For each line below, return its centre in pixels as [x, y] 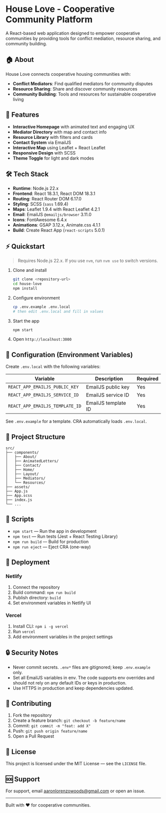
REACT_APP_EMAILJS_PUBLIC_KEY [44, 387]
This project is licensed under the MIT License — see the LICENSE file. [76, 764]
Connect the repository [36, 587]
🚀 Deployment [28, 562]
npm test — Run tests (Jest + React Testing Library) [65, 536]
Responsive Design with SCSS [44, 153]
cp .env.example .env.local [41, 307]
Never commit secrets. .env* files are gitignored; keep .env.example [82, 667]
